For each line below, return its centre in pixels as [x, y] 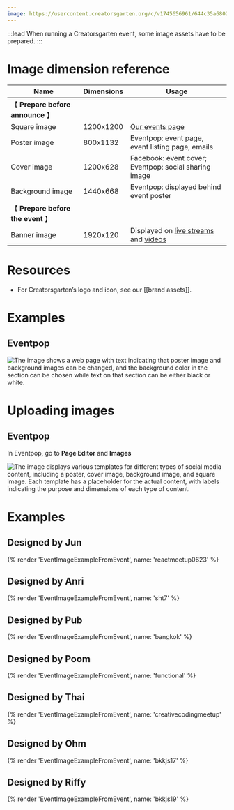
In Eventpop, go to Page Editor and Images [69, 453]
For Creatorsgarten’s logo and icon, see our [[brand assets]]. [104, 290]
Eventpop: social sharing [170, 167]
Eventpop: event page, [167, 138]
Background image [42, 191]
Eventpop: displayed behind [175, 187]
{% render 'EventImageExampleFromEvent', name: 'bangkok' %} [100, 637]
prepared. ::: [25, 41]
